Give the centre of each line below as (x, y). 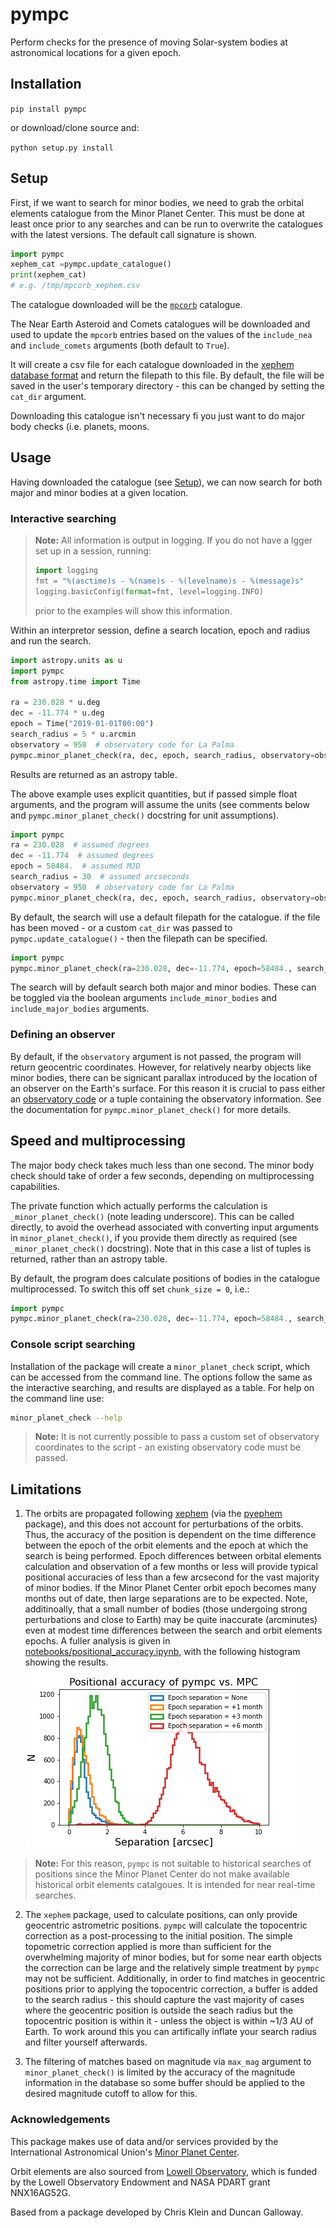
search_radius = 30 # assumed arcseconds (100, 877)
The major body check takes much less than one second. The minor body (162, 1165)
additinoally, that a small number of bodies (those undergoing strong (166, 1609)
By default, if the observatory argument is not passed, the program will (156, 1056)
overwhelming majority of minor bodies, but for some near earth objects (173, 1957)
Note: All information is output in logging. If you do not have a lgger (173, 540)
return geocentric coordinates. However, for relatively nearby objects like (161, 1067)
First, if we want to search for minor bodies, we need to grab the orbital (157, 202)
